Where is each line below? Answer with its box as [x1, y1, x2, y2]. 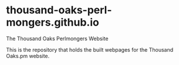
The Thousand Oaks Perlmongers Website [6, 35, 109, 42]
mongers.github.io [6, 16, 100, 29]
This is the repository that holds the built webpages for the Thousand [6, 46, 174, 53]
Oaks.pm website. [6, 52, 50, 59]
